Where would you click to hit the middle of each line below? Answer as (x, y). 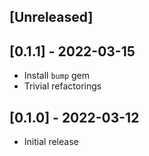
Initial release (51, 142)
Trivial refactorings (62, 86)
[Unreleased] (51, 17)
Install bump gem (57, 76)
